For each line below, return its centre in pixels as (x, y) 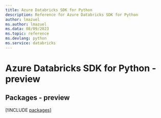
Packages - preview (38, 98)
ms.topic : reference (27, 34)
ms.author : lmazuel (26, 24)
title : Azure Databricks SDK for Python (49, 10)
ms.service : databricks (31, 43)
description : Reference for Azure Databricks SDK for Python (72, 15)
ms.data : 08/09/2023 (27, 29)
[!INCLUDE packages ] (28, 110)
